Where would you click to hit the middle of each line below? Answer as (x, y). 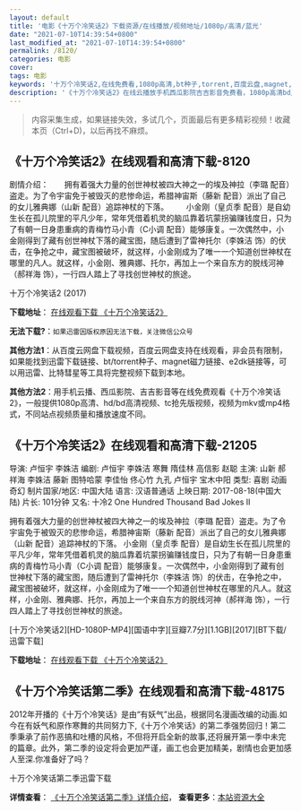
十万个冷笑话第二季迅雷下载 (60, 778)
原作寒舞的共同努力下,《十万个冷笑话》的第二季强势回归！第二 (171, 725)
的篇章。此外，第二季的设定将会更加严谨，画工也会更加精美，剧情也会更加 (146, 747)
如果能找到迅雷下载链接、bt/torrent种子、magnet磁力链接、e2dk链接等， (144, 362)
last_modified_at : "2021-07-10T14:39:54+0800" (98, 43)
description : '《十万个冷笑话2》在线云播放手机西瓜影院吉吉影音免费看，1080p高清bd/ (152, 92)
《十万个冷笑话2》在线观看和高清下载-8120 (130, 161)
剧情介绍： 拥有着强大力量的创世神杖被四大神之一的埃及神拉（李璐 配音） (150, 185)
